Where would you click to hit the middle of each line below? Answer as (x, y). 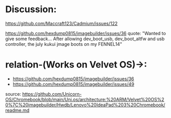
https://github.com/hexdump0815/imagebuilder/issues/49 (73, 84)
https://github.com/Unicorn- (52, 94)
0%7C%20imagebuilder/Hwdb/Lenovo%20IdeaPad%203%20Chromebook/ (85, 105)
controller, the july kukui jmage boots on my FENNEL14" (64, 44)
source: (13, 94)
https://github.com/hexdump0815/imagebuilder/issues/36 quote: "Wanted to (86, 33)
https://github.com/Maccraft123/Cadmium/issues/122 (62, 23)
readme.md (17, 110)
